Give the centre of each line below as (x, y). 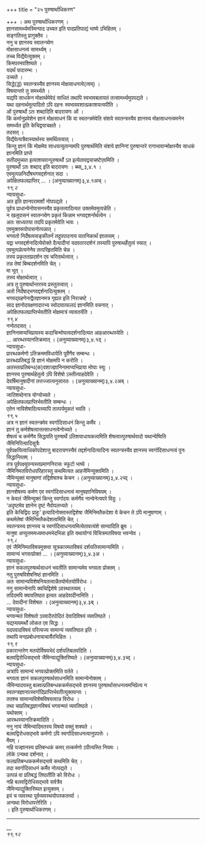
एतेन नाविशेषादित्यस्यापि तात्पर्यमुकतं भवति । (48, 409)
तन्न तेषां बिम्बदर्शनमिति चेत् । (34, 264)
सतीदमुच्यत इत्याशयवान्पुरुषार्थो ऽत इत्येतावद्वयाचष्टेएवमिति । (63, 160)
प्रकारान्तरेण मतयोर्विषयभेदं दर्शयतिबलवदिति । (49, 651)
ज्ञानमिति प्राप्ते (19, 153)
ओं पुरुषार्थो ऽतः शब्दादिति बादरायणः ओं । (45, 111)
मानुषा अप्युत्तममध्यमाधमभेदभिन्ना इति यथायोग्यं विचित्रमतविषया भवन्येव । (74, 533)
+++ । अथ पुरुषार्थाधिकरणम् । (38, 22)
